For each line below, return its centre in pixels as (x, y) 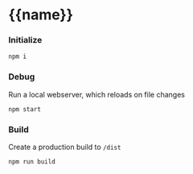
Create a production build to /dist (65, 147)
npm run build (32, 162)
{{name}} (41, 15)
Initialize (25, 40)
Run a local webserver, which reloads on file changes (96, 94)
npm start (25, 109)
